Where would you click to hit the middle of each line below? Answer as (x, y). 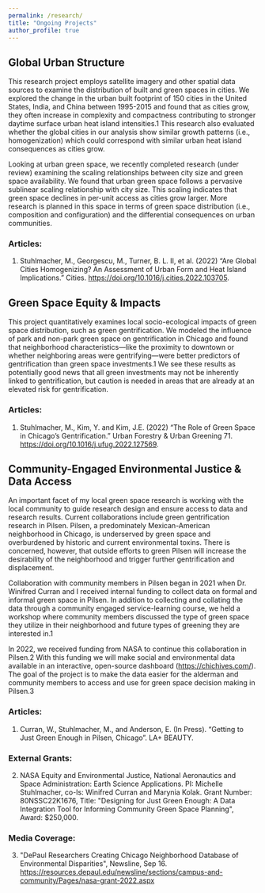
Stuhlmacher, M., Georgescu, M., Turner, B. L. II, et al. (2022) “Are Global (138, 261)
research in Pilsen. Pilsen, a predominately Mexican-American (109, 526)
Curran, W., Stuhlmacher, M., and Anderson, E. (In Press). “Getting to (131, 729)
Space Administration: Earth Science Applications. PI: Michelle (121, 784)
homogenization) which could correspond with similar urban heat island (125, 140)
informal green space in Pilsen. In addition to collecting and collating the (126, 600)
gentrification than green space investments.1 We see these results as (122, 364)
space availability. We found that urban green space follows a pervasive (125, 181)
